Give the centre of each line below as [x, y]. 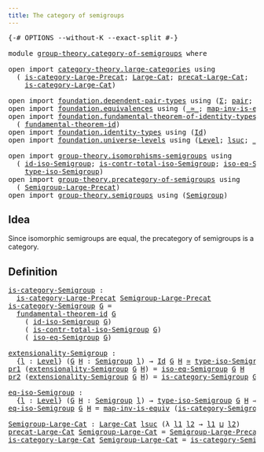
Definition [33, 271]
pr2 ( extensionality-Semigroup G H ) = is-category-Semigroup [128, 377]
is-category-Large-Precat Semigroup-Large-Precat [114, 298]
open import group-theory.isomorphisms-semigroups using [120, 156]
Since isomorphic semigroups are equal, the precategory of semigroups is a [131, 239]
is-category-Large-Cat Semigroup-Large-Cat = [97, 440]
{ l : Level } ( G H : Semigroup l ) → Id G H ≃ [103, 361]
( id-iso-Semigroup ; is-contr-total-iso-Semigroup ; [118, 163]
